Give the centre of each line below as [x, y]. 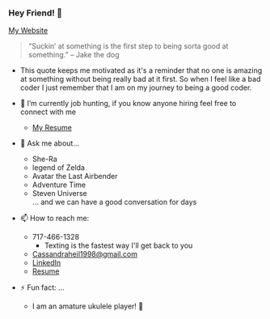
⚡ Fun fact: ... [42, 287]
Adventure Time [59, 185]
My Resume [52, 128]
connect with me [48, 112]
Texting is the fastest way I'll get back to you [118, 245]
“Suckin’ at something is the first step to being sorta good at [128, 46]
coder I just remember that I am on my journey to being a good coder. [136, 87]
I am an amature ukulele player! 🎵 [88, 306]
